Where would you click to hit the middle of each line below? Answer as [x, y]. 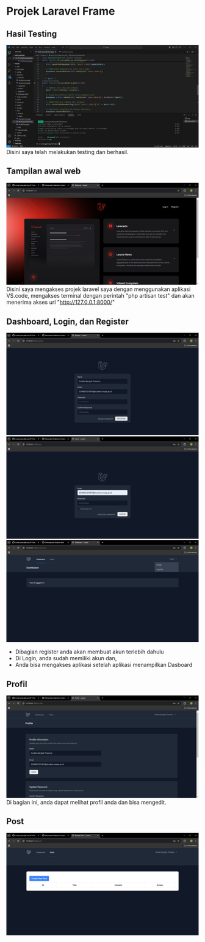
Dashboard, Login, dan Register [68, 321]
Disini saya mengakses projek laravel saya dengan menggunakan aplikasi [99, 289]
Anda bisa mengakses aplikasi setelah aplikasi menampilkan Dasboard [104, 665]
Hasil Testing [32, 34]
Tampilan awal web [44, 171]
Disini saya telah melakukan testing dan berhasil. [67, 152]
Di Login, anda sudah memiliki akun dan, [66, 658]
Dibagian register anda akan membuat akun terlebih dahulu [89, 652]
